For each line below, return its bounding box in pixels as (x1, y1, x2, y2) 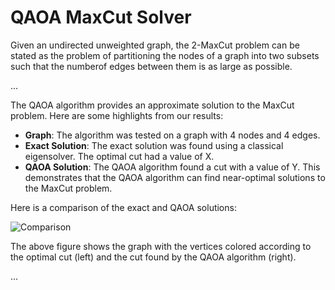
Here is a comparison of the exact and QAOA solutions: (10, 201, 237, 213)
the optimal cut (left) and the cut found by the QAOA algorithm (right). (10, 251, 297, 263)
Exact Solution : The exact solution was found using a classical (24, 139, 284, 151)
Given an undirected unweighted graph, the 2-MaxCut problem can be (10, 39, 300, 51)
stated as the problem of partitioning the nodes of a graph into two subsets (10, 49, 320, 61)
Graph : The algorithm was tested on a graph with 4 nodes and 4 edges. (24, 129, 321, 141)
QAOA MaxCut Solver (10, 6, 192, 29)
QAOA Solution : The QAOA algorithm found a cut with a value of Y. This (24, 161, 321, 173)
